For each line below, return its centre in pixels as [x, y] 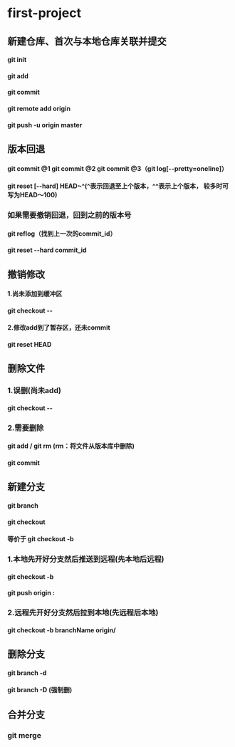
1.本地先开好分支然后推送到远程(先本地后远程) [86, 559]
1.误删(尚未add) [35, 391]
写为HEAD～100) [32, 195]
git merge [24, 735]
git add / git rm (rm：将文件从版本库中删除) [71, 446]
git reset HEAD [30, 344]
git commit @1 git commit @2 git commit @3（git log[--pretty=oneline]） [117, 168]
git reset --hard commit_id [47, 250]
